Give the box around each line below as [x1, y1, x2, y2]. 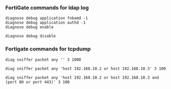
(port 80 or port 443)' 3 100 [5, 79, 70, 84]
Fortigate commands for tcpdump [5, 46, 91, 53]
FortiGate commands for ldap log [5, 4, 89, 11]
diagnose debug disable [5, 34, 56, 39]
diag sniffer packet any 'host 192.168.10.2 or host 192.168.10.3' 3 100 [5, 66, 166, 71]
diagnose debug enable [5, 25, 54, 30]
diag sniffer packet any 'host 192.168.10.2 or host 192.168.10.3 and [5, 75, 159, 80]
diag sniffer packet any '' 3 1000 [5, 57, 81, 62]
